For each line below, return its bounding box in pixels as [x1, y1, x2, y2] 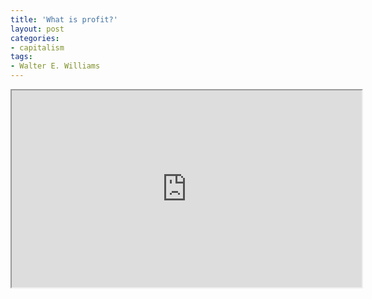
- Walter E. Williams [10, 61, 101, 71]
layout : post [10, 24, 65, 34]
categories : [10, 33, 60, 43]
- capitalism [10, 42, 65, 53]
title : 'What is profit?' [10, 14, 118, 25]
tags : [10, 52, 33, 62]
